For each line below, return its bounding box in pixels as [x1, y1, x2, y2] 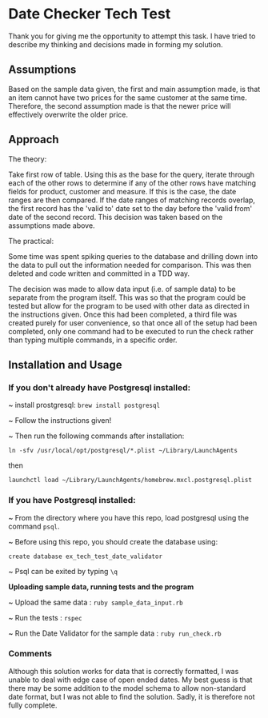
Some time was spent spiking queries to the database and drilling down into [8, 251, 258, 261]
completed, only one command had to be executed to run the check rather [8, 326, 254, 336]
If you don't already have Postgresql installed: [8, 381, 190, 393]
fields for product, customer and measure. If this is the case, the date [8, 186, 237, 196]
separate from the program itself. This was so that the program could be [8, 293, 246, 302]
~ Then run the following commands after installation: [8, 431, 185, 441]
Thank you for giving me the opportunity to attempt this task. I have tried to [8, 31, 256, 41]
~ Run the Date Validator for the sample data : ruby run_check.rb [8, 628, 222, 638]
